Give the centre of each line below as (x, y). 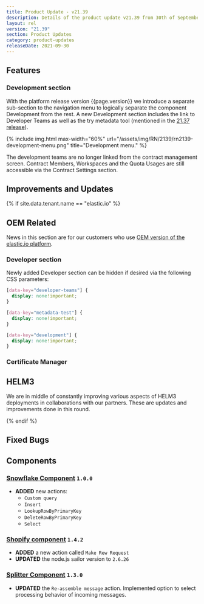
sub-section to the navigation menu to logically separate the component (97, 108)
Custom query (41, 498)
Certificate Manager (37, 362)
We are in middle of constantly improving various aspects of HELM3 (91, 397)
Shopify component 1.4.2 (45, 540)
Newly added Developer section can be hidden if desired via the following (99, 273)
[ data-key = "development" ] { (42, 335)
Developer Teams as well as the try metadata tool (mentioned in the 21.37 (98, 120)
